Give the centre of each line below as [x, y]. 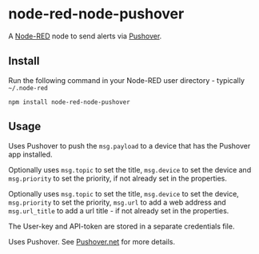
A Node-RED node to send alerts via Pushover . [85, 36]
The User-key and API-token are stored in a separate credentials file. [122, 226]
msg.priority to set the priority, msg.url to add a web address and [117, 202]
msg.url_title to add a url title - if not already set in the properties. [119, 210]
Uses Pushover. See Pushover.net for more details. [92, 241]
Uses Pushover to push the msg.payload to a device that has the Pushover [129, 145]
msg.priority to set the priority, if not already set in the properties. [118, 178]
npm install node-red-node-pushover [69, 102]
